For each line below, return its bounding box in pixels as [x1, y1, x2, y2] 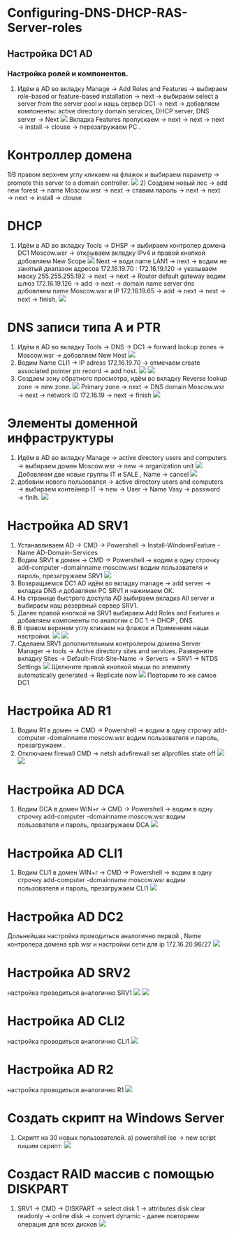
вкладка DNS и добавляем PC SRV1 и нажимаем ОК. [17, 586, 175, 594]
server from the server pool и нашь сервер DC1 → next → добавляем [17, 99, 220, 108]
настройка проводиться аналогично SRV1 [7, 989, 132, 997]
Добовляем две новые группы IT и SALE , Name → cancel [17, 470, 189, 478]
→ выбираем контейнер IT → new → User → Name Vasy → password [17, 484, 220, 493]
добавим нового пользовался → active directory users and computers [17, 477, 224, 486]
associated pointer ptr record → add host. [17, 366, 138, 375]
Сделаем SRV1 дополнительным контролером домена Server [17, 639, 201, 648]
